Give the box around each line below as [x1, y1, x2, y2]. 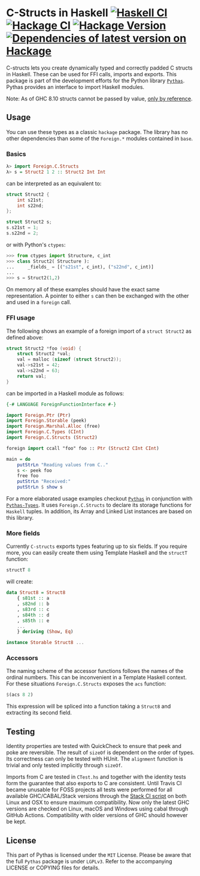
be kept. [6, 818, 27, 826]
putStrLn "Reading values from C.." [17, 461, 109, 468]
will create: [6, 578, 34, 585]
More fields [6, 529, 40, 538]
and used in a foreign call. [6, 299, 72, 306]
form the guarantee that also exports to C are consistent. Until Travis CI [6, 780, 182, 787]
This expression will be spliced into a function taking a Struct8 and [6, 703, 171, 710]
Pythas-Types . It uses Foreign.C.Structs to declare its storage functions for [6, 502, 192, 509]
